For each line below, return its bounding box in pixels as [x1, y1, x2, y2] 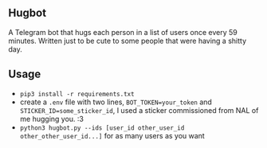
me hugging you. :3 [19, 114, 84, 123]
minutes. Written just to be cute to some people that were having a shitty [8, 36, 247, 45]
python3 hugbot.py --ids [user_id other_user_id [19, 123, 185, 132]
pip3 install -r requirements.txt [19, 90, 135, 98]
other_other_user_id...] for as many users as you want [19, 130, 205, 140]
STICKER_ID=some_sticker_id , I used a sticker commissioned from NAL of [19, 105, 259, 115]
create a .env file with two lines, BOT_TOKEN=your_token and [19, 97, 213, 107]
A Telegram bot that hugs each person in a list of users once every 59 [8, 27, 238, 37]
